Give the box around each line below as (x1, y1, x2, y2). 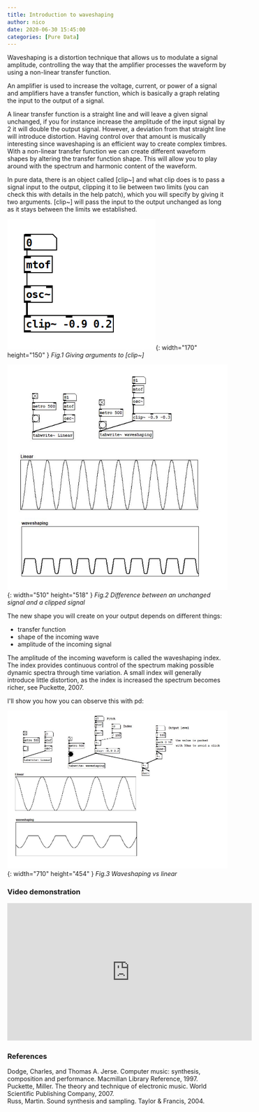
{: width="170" (156, 343, 198, 352)
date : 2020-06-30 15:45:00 (7, 26, 86, 33)
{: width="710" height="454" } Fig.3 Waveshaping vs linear (7, 869, 177, 877)
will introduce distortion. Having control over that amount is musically (7, 133, 207, 141)
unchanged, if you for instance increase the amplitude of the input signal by (7, 117, 225, 126)
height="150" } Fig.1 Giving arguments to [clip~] (7, 351, 145, 359)
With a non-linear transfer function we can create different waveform (7, 147, 206, 156)
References (7, 1051, 47, 1061)
